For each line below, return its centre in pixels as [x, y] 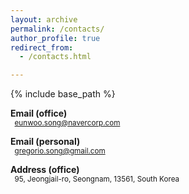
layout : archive [44, 19]
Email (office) [39, 113]
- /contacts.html [55, 57]
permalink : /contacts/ [57, 29]
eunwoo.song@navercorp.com [67, 123]
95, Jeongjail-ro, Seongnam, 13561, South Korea [97, 179]
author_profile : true [55, 38]
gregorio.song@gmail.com [60, 151]
